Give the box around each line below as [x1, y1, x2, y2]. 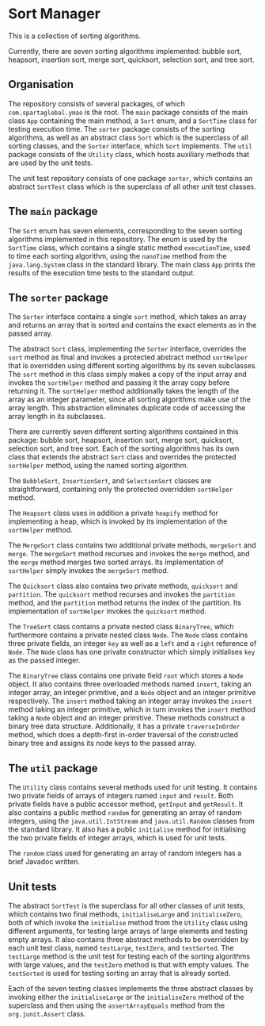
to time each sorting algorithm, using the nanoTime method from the [8, 251, 227, 260]
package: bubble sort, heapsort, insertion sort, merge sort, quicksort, [8, 436, 234, 445]
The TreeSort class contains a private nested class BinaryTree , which [8, 622, 235, 632]
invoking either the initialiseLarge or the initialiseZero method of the [8, 993, 244, 1001]
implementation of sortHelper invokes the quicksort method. [8, 606, 207, 616]
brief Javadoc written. [8, 857, 81, 867]
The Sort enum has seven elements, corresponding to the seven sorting [8, 225, 243, 235]
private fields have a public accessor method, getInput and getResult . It [8, 799, 244, 809]
